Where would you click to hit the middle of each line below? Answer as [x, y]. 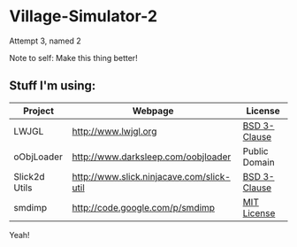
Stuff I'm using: [53, 86]
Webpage [153, 111]
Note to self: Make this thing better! [74, 58]
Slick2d [30, 176]
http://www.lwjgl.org [114, 131]
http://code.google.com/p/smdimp [143, 207]
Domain [259, 162]
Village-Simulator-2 [83, 16]
